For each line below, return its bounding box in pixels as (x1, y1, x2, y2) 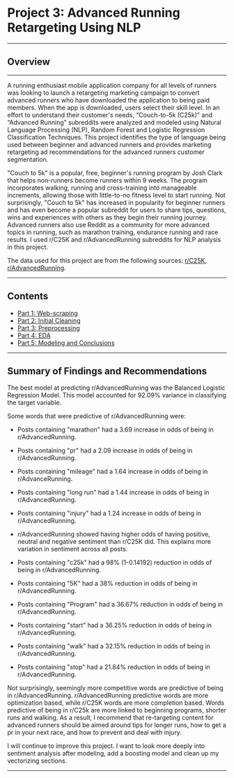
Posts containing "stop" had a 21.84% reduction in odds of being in (17, 663, 210, 671)
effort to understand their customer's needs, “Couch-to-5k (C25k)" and (7, 110, 212, 119)
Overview (7, 56, 51, 68)
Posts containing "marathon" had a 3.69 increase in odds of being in (17, 425, 214, 434)
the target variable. (7, 399, 62, 407)
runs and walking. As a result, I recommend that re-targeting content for (7, 713, 214, 722)
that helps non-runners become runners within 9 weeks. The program (7, 176, 208, 184)
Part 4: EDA (17, 331, 51, 340)
